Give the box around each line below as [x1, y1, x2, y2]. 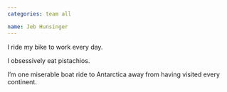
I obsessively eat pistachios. [7, 56, 90, 64]
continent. [7, 77, 37, 86]
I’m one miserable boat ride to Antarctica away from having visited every [7, 70, 221, 79]
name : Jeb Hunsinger [7, 23, 69, 30]
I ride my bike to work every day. [7, 42, 103, 51]
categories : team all [7, 10, 72, 18]
